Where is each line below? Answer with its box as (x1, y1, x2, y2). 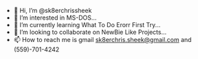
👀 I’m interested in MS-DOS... (13, 14, 97, 22)
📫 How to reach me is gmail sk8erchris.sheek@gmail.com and (13, 36, 192, 43)
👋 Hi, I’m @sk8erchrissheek (13, 7, 92, 14)
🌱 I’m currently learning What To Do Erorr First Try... (13, 21, 161, 28)
